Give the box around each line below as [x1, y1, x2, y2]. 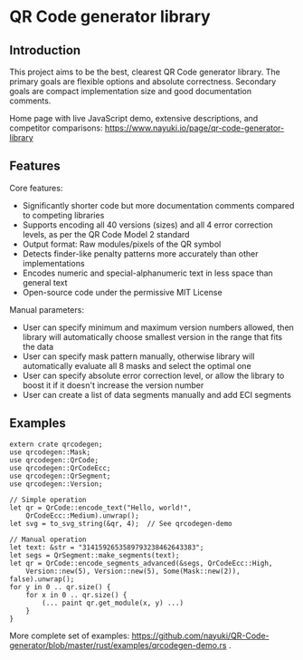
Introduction [9, 43, 81, 58]
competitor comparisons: [9, 122, 103, 133]
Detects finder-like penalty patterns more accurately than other [22, 247, 259, 259]
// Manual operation [9, 535, 88, 544]
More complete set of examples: [9, 630, 130, 641]
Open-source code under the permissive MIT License [22, 286, 223, 297]
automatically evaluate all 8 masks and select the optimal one [22, 360, 251, 371]
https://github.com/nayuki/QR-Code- [131, 630, 270, 641]
